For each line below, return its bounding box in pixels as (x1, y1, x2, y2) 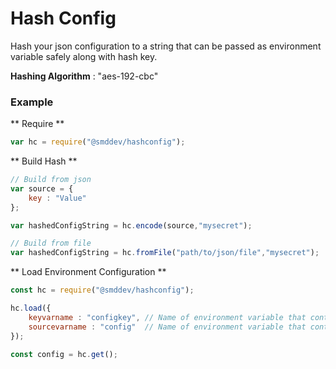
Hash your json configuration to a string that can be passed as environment (10, 40, 322, 52)
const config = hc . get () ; (10, 349, 118, 359)
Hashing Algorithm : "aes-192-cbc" (10, 70, 159, 82)
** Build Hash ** (10, 155, 78, 167)
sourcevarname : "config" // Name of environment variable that (28, 322, 307, 332)
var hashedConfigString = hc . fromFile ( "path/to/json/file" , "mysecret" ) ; (10, 248, 320, 258)
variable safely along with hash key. (10, 50, 158, 62)
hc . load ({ (10, 303, 52, 314)
